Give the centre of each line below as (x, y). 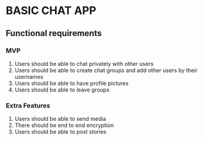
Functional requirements (54, 33)
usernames (29, 76)
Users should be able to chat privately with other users (84, 63)
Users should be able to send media (60, 119)
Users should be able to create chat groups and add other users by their (106, 70)
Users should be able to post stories (61, 132)
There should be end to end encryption (64, 125)
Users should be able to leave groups (62, 90)
